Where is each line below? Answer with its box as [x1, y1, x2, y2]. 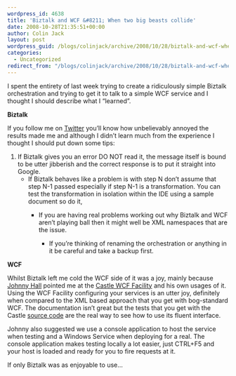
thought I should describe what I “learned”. [7, 96, 131, 105]
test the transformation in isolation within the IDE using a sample [27, 189, 214, 198]
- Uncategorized [13, 56, 61, 63]
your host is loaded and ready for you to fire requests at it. [7, 347, 176, 355]
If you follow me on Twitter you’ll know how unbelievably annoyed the [7, 123, 209, 132]
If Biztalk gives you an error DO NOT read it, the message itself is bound [17, 152, 226, 161]
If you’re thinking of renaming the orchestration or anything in [48, 239, 227, 248]
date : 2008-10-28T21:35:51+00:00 [7, 23, 105, 30]
